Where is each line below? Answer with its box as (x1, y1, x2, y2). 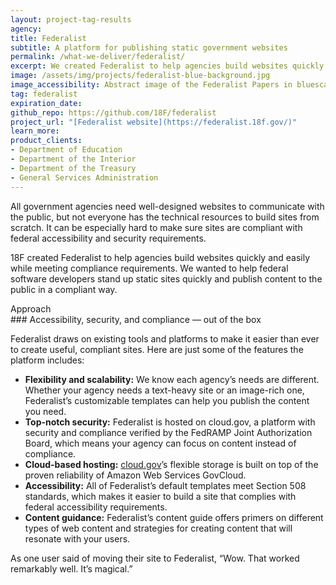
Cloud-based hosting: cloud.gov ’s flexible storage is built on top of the (24, 458, 319, 470)
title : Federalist (10, 33, 87, 43)
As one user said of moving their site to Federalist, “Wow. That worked (10, 552, 300, 564)
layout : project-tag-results (10, 14, 132, 25)
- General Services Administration (10, 172, 159, 183)
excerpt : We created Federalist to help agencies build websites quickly (10, 61, 325, 71)
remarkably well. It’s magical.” (10, 562, 133, 575)
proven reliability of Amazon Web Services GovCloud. (24, 469, 247, 481)
